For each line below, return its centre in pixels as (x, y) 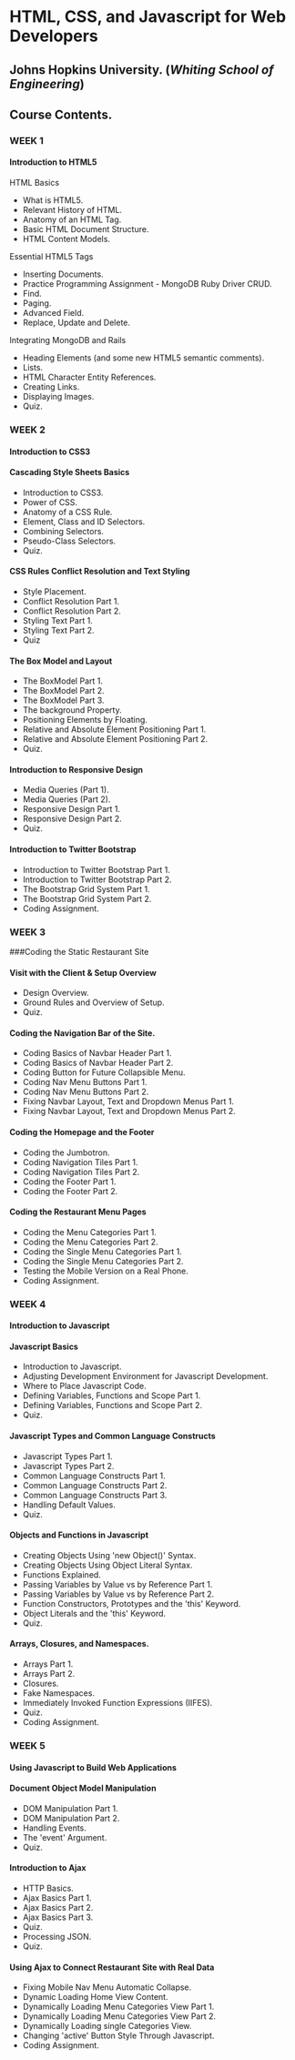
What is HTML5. (53, 200)
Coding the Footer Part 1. (69, 1182)
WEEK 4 (28, 1304)
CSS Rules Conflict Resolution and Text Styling (100, 572)
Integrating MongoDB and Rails (68, 340)
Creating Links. (51, 387)
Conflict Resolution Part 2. (71, 611)
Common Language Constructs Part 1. (94, 1476)
